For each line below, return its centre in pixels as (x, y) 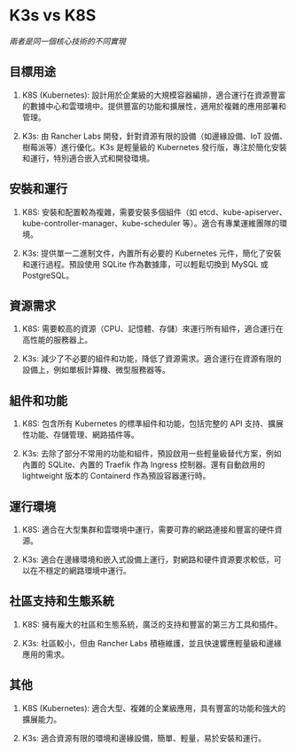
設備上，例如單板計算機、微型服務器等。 (96, 370)
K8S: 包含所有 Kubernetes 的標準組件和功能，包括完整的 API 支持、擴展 (152, 423)
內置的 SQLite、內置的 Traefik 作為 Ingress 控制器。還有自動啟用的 (144, 465)
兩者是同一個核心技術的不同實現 (67, 41)
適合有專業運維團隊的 (241, 223)
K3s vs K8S (53, 16)
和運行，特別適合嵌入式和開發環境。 (88, 158)
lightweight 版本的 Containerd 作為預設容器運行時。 (116, 476)
